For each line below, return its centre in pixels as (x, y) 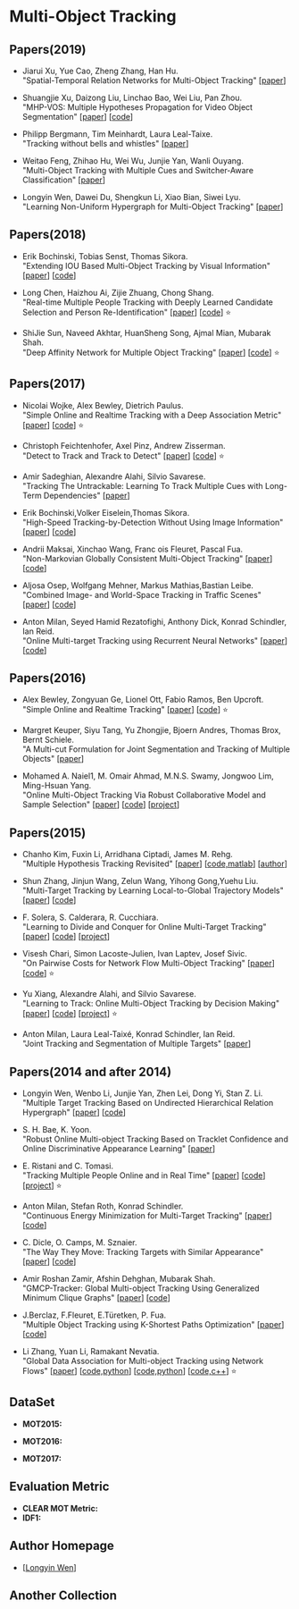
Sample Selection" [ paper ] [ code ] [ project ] (101, 804)
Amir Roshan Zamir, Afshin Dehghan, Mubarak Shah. (119, 1279)
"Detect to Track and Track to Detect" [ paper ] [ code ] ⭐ (123, 455)
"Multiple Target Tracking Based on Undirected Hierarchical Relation (148, 1103)
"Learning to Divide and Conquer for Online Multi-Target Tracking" (144, 927)
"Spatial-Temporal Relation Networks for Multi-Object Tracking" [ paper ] (154, 80)
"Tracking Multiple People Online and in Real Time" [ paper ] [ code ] (144, 1175)
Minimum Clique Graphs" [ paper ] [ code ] (96, 1298)
